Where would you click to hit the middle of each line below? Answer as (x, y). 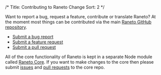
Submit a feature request (38, 42)
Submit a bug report (33, 37)
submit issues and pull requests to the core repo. (55, 67)
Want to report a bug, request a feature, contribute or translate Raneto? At (80, 17)
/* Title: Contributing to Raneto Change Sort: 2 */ (55, 7)
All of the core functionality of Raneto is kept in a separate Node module (79, 57)
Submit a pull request (34, 47)
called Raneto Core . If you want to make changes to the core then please (80, 62)
